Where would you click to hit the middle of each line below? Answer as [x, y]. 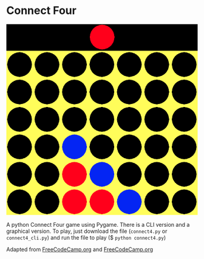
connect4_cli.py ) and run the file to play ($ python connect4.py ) [86, 238]
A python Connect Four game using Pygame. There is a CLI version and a [98, 225]
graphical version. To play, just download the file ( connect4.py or [87, 231]
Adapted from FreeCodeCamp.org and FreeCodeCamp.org [80, 249]
